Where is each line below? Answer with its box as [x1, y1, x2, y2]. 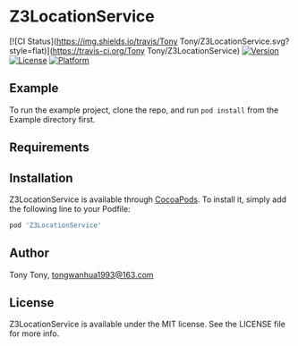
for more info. [9, 328, 60, 339]
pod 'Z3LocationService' [9, 221, 102, 230]
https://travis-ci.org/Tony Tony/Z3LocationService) [52, 45, 241, 55]
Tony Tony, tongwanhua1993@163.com [9, 269, 154, 280]
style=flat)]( [9, 45, 54, 55]
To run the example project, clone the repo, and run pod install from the [9, 105, 279, 115]
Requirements [9, 140, 89, 156]
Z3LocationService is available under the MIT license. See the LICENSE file [9, 319, 286, 330]
